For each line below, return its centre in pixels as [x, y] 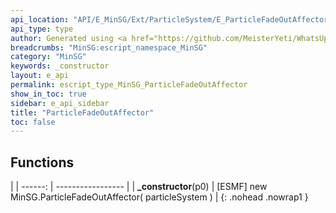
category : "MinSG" [48, 57]
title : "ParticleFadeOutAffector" [82, 112]
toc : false [33, 122]
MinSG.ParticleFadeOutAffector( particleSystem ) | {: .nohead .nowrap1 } [159, 197]
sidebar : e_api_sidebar [60, 103]
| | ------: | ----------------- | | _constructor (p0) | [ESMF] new [139, 187]
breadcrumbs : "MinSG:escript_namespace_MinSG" [109, 47]
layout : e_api [40, 76]
